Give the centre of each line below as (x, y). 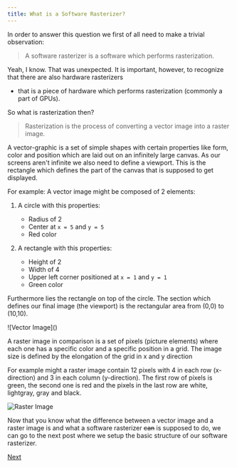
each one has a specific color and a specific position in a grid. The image (115, 348)
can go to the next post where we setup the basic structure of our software (117, 435)
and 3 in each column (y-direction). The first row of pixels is (125, 378)
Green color (46, 284)
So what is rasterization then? (51, 112)
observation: (26, 42)
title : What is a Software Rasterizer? (67, 14)
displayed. (22, 177)
